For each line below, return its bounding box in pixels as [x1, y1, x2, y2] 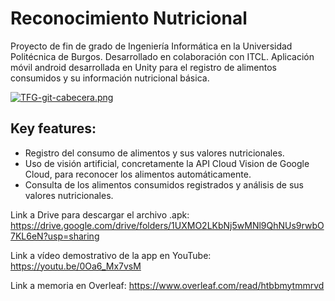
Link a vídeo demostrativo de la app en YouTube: [10, 249, 212, 261]
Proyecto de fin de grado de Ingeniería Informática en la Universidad [10, 40, 293, 52]
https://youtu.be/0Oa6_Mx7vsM [10, 260, 142, 272]
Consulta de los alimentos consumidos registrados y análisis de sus [24, 178, 304, 191]
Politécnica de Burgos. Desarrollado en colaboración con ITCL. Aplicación [10, 50, 315, 62]
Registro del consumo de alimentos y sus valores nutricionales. [24, 147, 285, 159]
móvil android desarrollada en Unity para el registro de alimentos [10, 61, 277, 73]
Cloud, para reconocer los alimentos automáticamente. [24, 168, 252, 180]
